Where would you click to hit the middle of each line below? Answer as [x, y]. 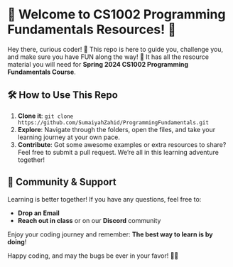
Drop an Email [39, 213]
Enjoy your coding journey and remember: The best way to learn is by [110, 234]
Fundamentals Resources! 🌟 [92, 29]
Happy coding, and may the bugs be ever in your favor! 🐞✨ [93, 256]
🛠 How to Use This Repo [63, 95]
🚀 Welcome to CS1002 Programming [116, 15]
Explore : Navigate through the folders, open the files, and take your [116, 129]
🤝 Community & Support [62, 182]
